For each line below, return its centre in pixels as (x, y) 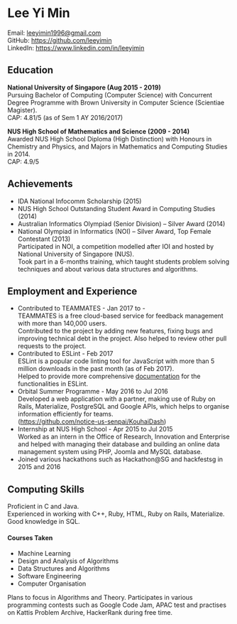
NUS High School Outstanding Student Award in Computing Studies (116, 208)
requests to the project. (52, 346)
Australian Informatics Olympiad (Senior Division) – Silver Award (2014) (121, 224)
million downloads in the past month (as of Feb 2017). (96, 369)
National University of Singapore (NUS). (76, 254)
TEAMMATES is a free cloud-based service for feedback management (120, 316)
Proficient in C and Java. (43, 507)
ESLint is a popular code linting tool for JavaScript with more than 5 (116, 361)
